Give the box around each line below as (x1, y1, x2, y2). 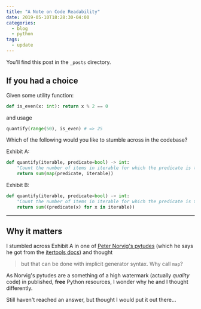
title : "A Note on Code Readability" (6, 8, 100, 15)
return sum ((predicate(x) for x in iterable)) (17, 204, 135, 210)
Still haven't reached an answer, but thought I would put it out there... (6, 296, 176, 303)
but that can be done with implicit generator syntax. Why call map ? (20, 260, 184, 267)
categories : (6, 20, 36, 26)
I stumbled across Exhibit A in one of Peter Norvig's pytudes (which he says (6, 242, 193, 249)
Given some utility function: (6, 91, 74, 99)
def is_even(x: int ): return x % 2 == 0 (6, 103, 109, 109)
